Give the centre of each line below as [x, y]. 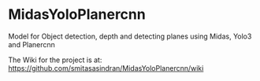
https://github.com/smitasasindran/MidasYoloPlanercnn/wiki [106, 68]
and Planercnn [32, 44]
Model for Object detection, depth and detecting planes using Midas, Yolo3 [130, 36]
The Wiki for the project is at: [55, 60]
